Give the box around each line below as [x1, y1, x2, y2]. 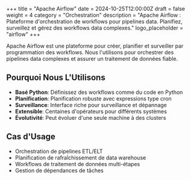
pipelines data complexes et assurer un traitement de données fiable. [6, 55, 178, 62]
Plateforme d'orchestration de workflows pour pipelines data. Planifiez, [6, 18, 183, 25]
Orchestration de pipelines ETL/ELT [14, 147, 103, 155]
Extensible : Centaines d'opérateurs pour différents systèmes [14, 108, 168, 115]
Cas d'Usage [6, 132, 55, 142]
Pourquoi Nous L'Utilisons [6, 72, 105, 83]
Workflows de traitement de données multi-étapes [14, 160, 140, 167]
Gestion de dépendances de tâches [14, 167, 104, 174]
